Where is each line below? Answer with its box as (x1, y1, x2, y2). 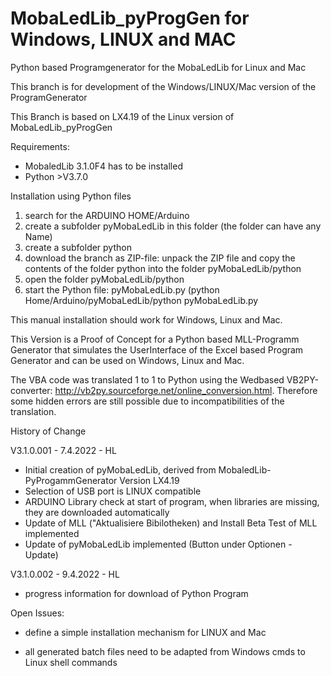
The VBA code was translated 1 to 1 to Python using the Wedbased (10, 373, 285, 386)
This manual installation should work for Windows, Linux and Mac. (10, 313, 283, 326)
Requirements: (10, 140, 70, 152)
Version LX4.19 (119, 474, 180, 486)
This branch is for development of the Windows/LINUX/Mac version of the (10, 80, 317, 92)
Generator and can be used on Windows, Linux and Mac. (10, 354, 245, 366)
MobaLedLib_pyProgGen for (10, 7, 250, 30)
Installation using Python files (10, 190, 132, 202)
